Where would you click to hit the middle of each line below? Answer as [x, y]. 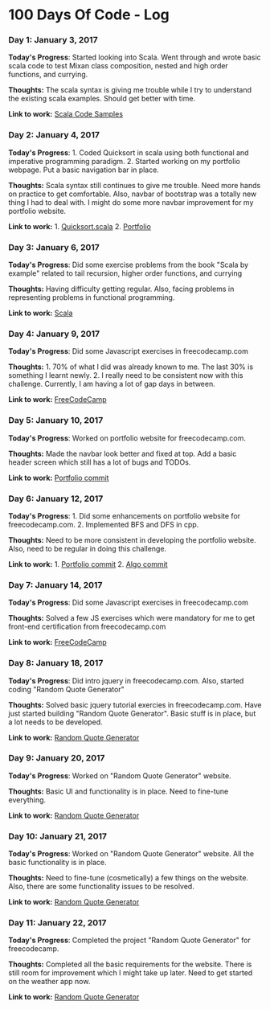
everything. [27, 800]
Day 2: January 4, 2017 [54, 135]
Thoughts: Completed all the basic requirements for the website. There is [130, 964]
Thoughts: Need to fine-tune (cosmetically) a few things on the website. [129, 878]
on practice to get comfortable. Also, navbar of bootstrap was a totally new [133, 194]
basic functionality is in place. [57, 863]
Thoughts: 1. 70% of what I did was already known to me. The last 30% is [131, 367]
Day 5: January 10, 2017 [56, 420]
